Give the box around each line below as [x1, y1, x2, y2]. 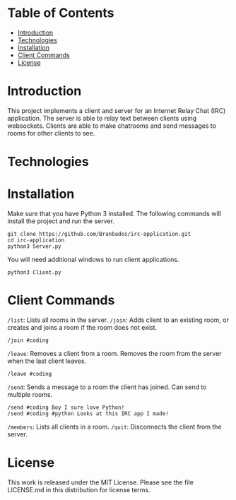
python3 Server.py [7, 243, 61, 250]
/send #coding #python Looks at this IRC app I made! [7, 410, 170, 417]
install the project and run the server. [7, 217, 114, 225]
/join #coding [7, 337, 49, 344]
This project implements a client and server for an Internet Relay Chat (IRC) [7, 106, 226, 114]
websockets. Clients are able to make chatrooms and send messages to [7, 121, 217, 130]
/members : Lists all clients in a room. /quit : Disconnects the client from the [7, 422, 222, 431]
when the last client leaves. [7, 357, 87, 365]
